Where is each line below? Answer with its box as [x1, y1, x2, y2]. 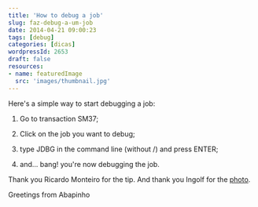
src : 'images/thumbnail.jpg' [15, 77, 111, 85]
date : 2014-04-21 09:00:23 [8, 26, 97, 34]
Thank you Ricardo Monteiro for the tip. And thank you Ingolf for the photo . [8, 174, 251, 184]
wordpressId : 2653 [8, 48, 68, 56]
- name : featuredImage [8, 70, 83, 78]
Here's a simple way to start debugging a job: [8, 99, 156, 108]
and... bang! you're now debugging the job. [19, 159, 160, 169]
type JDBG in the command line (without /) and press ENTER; [19, 144, 219, 154]
